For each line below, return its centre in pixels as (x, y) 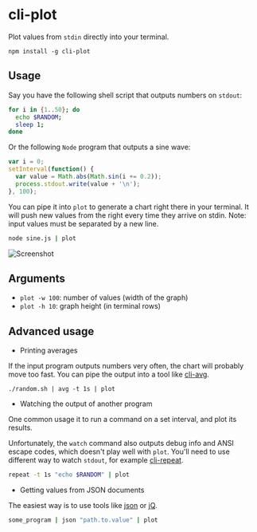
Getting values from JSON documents (82, 490)
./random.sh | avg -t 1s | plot (62, 389)
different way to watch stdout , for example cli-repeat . (96, 460)
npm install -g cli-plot (49, 51)
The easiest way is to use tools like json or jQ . (83, 505)
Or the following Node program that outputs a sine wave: (99, 147)
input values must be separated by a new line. (84, 223)
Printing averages (49, 351)
